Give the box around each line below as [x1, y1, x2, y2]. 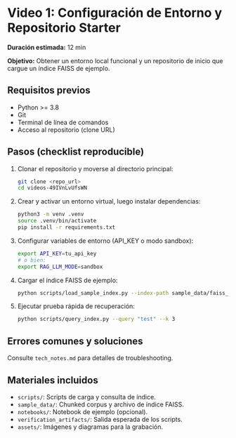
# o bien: [17, 256, 47, 264]
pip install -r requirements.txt [17, 224, 116, 231]
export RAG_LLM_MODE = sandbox [17, 263, 103, 270]
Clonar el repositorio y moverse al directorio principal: [17, 164, 173, 173]
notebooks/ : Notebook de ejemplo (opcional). [17, 407, 148, 416]
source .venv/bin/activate [17, 218, 97, 225]
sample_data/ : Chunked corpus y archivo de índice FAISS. [17, 400, 184, 409]
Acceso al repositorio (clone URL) [17, 125, 115, 134]
